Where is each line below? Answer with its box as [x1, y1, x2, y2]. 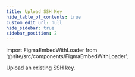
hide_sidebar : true [6, 25, 55, 31]
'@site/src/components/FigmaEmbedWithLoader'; [6, 53, 129, 60]
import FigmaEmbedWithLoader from [6, 46, 98, 53]
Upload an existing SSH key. [6, 64, 76, 71]
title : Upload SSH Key [6, 8, 62, 15]
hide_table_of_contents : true [6, 14, 81, 20]
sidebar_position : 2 [6, 31, 58, 36]
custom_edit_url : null [6, 19, 62, 25]
